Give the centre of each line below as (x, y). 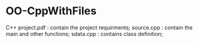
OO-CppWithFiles (51, 11)
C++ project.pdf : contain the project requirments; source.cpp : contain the (99, 27)
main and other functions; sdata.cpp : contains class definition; (84, 33)
